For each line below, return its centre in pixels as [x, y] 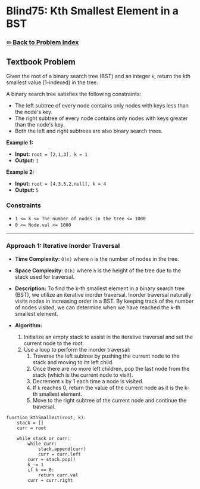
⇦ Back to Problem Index [43, 42]
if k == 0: [41, 470]
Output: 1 [26, 160]
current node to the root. [54, 343]
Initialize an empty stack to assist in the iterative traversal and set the [108, 337]
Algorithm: [29, 325]
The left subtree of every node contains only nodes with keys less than [102, 105]
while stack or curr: [43, 438]
